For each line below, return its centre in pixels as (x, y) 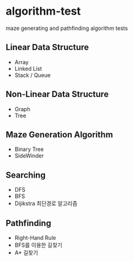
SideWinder (29, 156)
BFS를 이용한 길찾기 (38, 245)
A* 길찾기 (26, 253)
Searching (26, 175)
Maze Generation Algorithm (59, 135)
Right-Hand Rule (35, 238)
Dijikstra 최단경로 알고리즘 (46, 203)
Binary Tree (29, 149)
